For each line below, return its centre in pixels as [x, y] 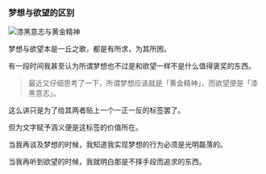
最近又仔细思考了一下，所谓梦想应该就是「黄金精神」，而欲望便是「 [139, 83]
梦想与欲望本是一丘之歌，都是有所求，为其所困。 [89, 49]
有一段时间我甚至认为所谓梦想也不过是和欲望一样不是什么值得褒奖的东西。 [132, 66]
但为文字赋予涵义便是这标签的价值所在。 [75, 127]
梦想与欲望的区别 [42, 12]
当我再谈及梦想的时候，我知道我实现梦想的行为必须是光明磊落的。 [118, 145]
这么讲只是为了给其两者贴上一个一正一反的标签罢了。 [97, 110]
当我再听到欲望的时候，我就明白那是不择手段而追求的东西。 [107, 162]
